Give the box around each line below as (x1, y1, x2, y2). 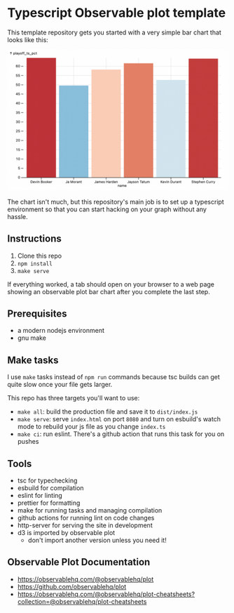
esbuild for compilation (17, 484, 84, 492)
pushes (17, 437, 39, 446)
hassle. (7, 212, 28, 220)
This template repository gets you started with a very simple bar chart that (7, 28, 222, 37)
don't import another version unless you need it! (27, 536, 167, 545)
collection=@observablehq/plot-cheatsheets (17, 597, 147, 605)
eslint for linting (17, 492, 63, 500)
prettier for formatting (17, 499, 81, 507)
